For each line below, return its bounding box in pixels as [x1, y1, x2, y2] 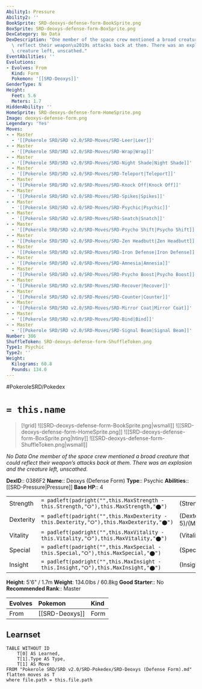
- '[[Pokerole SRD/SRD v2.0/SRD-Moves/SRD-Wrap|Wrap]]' [11, 149, 155, 155]
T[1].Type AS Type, [17, 656, 66, 662]
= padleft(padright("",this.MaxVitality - [41, 528, 164, 536]
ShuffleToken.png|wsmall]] [20, 441, 88, 448]
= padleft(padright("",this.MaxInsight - [41, 558, 161, 565]
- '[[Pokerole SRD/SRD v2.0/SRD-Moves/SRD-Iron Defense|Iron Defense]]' [11, 249, 198, 256]
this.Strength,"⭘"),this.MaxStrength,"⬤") [41, 503, 168, 510]
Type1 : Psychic [6, 344, 44, 351]
